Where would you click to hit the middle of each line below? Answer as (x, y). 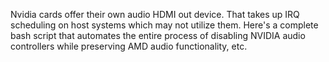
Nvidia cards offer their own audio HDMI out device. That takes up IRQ (155, 14)
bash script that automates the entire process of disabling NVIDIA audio (158, 35)
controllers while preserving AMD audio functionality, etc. (129, 46)
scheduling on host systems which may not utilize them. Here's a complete (164, 25)
